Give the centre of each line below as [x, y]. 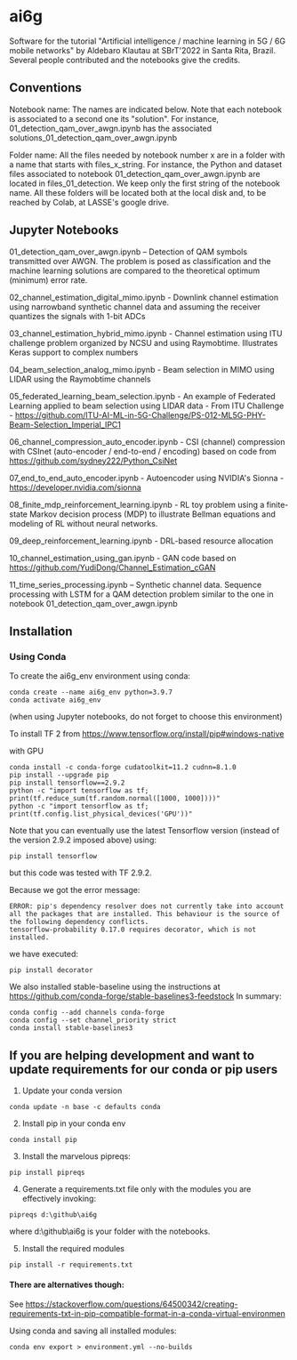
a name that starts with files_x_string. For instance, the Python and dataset [146, 164]
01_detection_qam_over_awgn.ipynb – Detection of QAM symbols [128, 252]
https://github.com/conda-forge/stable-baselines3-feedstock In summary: [145, 996]
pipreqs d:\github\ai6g [53, 1215]
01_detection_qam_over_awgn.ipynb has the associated [111, 128]
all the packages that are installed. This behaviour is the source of [144, 914]
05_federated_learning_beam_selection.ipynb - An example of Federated [142, 396]
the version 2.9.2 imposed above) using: [83, 840]
